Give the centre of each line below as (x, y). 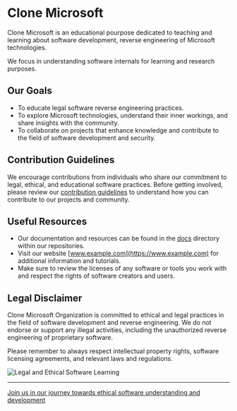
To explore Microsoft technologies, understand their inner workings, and (122, 115)
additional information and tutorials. (69, 261)
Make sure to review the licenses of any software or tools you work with (122, 269)
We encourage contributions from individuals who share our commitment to (117, 177)
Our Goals (30, 91)
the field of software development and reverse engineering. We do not (109, 323)
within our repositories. (51, 246)
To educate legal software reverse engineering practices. (101, 108)
